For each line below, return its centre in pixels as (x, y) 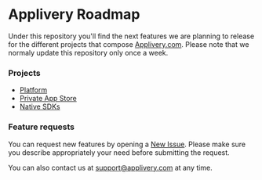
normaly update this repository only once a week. (88, 52)
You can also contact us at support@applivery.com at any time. (111, 167)
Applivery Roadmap (74, 14)
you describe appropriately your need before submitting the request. (119, 152)
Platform (33, 90)
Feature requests (42, 127)
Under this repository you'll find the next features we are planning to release (131, 36)
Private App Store (48, 99)
